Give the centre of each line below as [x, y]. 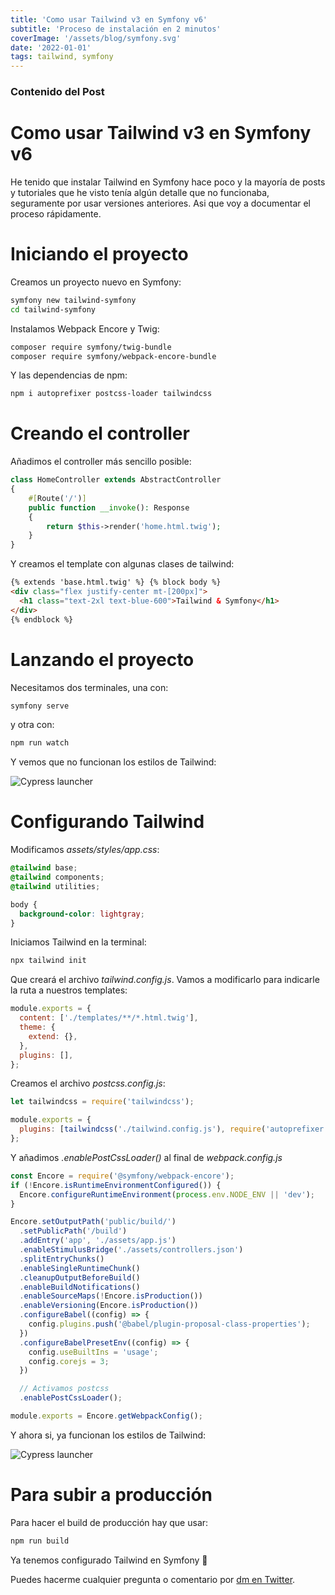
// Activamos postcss [64, 1389]
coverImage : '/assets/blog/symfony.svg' [96, 38]
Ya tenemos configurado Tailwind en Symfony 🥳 [109, 1560]
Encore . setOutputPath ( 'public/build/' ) [93, 1222]
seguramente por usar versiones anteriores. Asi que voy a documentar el [161, 203]
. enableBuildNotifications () [80, 1287]
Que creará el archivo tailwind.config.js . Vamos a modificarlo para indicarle [165, 980]
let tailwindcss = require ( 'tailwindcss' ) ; [102, 1102]
